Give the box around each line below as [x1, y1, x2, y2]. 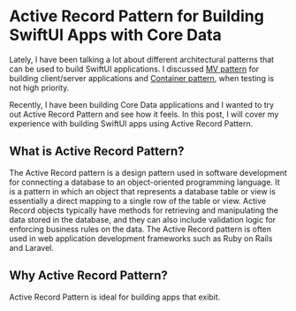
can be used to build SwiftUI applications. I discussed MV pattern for [9, 64, 260, 74]
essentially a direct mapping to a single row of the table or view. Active [9, 195, 267, 206]
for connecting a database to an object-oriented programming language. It [9, 177, 280, 187]
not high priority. [9, 82, 70, 93]
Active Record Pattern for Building [9, 6, 265, 27]
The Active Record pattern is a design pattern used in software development [9, 167, 287, 178]
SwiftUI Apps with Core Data [9, 25, 223, 45]
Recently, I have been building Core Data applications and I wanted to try [9, 99, 275, 110]
